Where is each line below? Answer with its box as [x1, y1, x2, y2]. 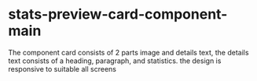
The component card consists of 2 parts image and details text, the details [8, 48, 249, 57]
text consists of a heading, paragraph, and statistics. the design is [8, 56, 222, 65]
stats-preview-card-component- [8, 5, 228, 23]
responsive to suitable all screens [8, 64, 116, 73]
